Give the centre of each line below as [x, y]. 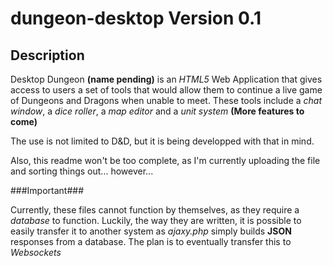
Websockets [36, 252]
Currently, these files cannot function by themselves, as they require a [155, 210]
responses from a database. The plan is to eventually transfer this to [151, 241]
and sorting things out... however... [82, 171]
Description [47, 55]
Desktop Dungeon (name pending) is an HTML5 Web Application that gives [166, 79]
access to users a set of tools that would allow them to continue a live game [166, 90]
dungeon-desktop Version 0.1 [136, 18]
